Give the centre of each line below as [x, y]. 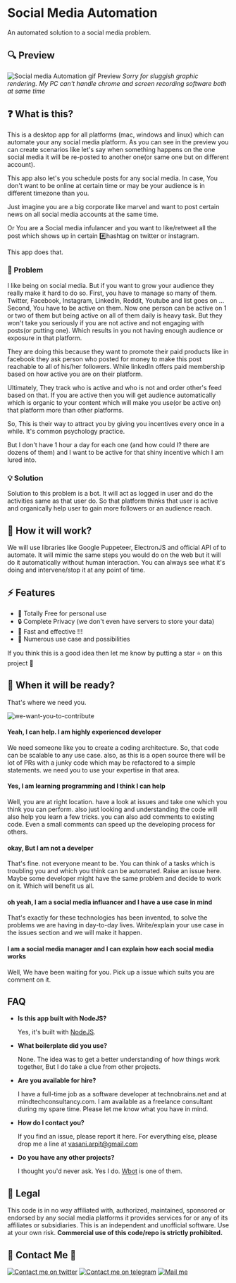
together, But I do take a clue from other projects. [89, 1067]
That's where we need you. [47, 702]
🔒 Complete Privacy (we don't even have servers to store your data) [116, 621]
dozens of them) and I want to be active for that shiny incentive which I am [116, 452]
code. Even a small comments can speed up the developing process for [111, 824]
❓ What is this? [41, 114]
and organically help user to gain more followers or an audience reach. [110, 508]
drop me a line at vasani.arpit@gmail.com [78, 1144]
